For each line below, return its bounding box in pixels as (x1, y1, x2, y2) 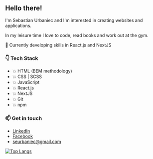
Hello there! (5, 4, 42, 12)
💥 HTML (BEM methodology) (12, 68, 72, 74)
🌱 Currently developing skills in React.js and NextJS (5, 42, 112, 48)
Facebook (12, 133, 33, 139)
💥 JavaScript (12, 79, 40, 85)
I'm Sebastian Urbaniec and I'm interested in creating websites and (5, 17, 143, 23)
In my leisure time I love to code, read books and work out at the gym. (5, 32, 149, 38)
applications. (5, 22, 31, 28)
